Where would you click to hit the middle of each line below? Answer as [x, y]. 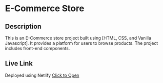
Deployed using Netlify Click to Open [42, 75]
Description [23, 26]
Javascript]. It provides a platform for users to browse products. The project [81, 43]
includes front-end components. [38, 48]
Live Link [19, 64]
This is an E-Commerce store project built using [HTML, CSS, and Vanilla [78, 38]
